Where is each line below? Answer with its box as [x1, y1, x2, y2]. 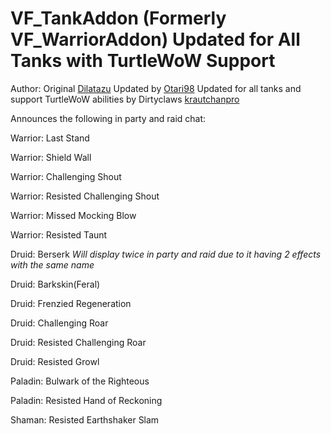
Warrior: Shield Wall [10, 151, 92, 163]
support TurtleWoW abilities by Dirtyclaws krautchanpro [10, 93, 240, 105]
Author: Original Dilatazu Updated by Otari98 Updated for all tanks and [10, 82, 302, 94]
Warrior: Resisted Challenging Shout [10, 190, 160, 202]
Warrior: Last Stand [10, 132, 90, 144]
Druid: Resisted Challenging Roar [10, 336, 147, 348]
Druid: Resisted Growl [10, 355, 100, 367]
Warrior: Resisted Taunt [10, 228, 108, 241]
